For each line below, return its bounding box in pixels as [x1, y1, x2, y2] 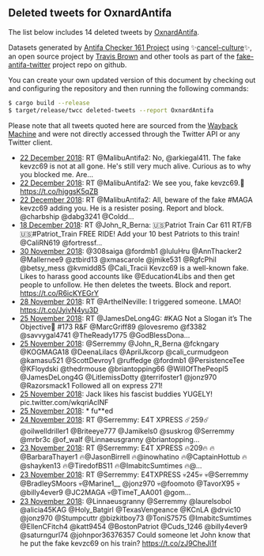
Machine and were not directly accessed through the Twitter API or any [8, 129, 240, 138]
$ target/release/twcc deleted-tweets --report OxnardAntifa [8, 106, 214, 114]
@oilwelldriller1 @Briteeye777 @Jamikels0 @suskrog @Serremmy [19, 426, 235, 436]
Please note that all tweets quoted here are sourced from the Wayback [8, 120, 239, 130]
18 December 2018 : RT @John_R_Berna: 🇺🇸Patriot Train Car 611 [19, 220, 231, 229]
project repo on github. [52, 59, 127, 70]
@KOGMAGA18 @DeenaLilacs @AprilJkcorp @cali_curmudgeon [19, 347, 229, 357]
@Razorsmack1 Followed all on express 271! [19, 380, 164, 390]
